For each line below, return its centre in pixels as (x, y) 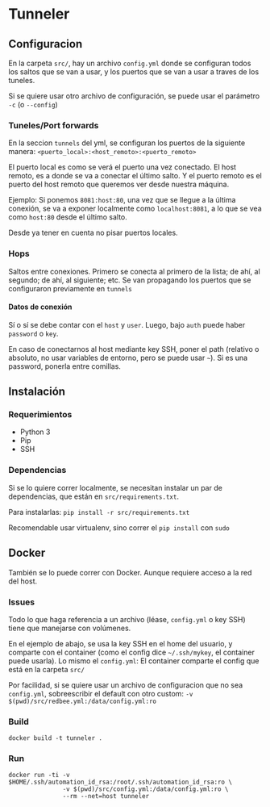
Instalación (37, 392)
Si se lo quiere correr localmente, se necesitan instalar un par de (116, 487)
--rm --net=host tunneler (106, 797)
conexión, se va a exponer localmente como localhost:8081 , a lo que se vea (135, 209)
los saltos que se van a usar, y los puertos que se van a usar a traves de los (134, 72)
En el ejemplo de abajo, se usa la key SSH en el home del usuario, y (120, 643)
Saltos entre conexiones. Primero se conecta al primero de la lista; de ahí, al (134, 271)
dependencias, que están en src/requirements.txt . (94, 496)
